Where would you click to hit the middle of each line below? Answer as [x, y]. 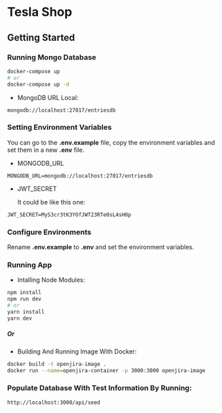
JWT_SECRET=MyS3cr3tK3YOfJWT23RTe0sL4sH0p [69, 215]
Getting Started [41, 38]
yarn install [26, 312]
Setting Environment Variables [59, 127]
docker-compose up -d [38, 84]
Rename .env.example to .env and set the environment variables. [101, 247]
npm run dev [24, 299]
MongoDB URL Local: [48, 97]
